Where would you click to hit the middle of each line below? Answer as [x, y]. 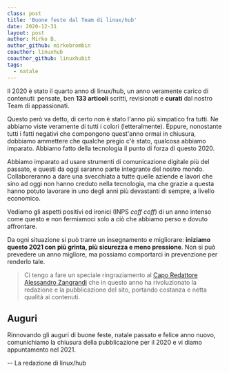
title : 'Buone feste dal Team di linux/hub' [72, 20]
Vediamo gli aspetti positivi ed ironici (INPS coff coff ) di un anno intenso [109, 212]
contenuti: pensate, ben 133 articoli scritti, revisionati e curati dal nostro [110, 98]
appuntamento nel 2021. [41, 350]
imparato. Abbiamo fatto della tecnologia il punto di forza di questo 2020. [111, 148]
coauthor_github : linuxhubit [49, 59]
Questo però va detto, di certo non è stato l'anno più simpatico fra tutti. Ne [113, 119]
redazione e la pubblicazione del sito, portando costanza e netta [115, 290]
